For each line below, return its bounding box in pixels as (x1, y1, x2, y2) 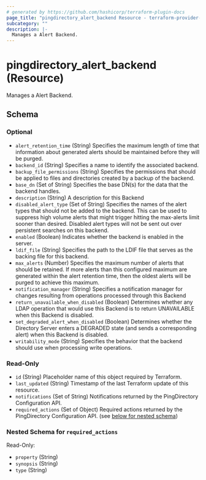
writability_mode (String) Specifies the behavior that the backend (15, 337, 183, 344)
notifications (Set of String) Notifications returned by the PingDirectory (15, 393, 199, 400)
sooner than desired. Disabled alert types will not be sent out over (15, 220, 182, 227)
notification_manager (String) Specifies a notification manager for (15, 285, 183, 292)
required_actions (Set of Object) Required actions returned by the (15, 406, 183, 413)
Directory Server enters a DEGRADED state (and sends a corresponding (15, 324, 197, 331)
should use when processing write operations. (15, 344, 133, 351)
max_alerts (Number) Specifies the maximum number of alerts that (15, 259, 184, 266)
